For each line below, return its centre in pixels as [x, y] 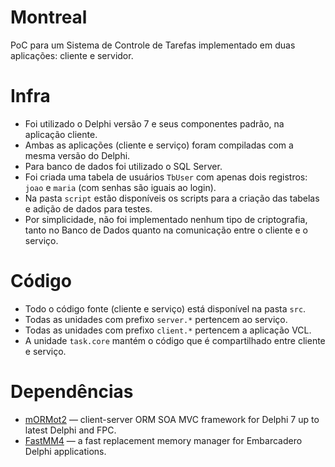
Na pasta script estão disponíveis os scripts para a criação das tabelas [172, 198]
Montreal [49, 17]
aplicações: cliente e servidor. [72, 55]
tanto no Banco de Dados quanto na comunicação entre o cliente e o [166, 230]
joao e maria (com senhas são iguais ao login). [120, 187]
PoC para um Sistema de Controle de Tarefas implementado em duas [153, 45]
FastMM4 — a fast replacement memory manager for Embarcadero [163, 440]
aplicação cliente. [61, 134]
